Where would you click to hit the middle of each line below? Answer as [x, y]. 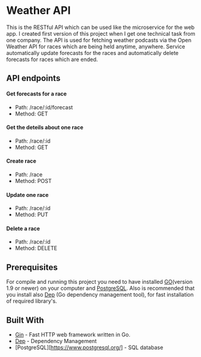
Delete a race [23, 228]
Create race [21, 161]
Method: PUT [31, 214]
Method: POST [33, 181]
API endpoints [33, 78]
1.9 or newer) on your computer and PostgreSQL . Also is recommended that [101, 288]
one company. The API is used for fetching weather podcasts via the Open [99, 40]
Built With [25, 320]
